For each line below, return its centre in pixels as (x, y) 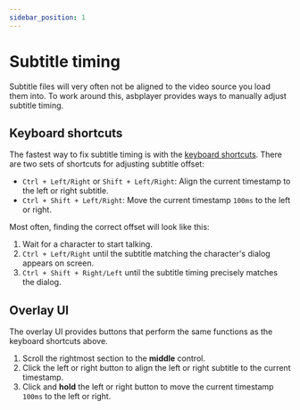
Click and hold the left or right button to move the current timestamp (148, 387)
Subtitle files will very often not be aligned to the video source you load (140, 86)
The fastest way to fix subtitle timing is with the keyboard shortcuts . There (146, 155)
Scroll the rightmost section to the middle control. (113, 358)
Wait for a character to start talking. (87, 244)
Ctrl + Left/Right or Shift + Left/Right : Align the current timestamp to (156, 181)
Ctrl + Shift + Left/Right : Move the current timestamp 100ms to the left (156, 201)
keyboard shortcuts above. (59, 341)
